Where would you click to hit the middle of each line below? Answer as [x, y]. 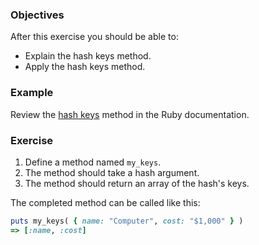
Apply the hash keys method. [85, 67]
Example [32, 93]
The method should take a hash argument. [112, 172]
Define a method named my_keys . [93, 162]
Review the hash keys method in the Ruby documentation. [130, 114]
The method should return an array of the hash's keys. [137, 183]
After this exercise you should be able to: [94, 37]
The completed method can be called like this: [105, 202]
